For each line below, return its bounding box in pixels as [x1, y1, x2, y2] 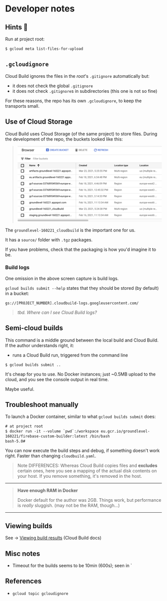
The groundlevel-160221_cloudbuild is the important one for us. [5, 227, 136, 233]
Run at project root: [5, 36, 45, 42]
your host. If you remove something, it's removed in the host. [17, 473, 143, 479]
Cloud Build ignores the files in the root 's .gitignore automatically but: [5, 73, 150, 79]
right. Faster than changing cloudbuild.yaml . [5, 453, 96, 459]
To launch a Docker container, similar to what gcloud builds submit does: [5, 413, 156, 419]
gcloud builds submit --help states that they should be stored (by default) [5, 285, 159, 291]
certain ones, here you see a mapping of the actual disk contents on [17, 468, 157, 474]
